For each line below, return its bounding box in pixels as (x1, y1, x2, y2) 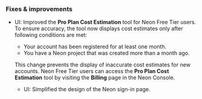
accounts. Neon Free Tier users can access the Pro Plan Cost (14, 68, 169, 75)
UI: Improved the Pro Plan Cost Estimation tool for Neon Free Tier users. (14, 19, 197, 26)
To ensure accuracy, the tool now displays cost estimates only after (14, 25, 183, 32)
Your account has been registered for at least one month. (23, 43, 167, 50)
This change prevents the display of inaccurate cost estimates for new (14, 61, 190, 68)
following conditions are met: (14, 31, 87, 39)
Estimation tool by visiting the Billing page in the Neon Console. (14, 74, 175, 81)
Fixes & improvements (5, 5, 73, 13)
